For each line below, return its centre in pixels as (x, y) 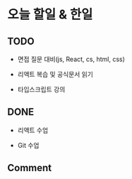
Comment (30, 168)
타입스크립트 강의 (41, 89)
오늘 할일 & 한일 (50, 15)
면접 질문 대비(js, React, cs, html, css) (71, 59)
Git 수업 (28, 145)
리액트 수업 (33, 130)
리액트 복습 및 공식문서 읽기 (55, 74)
